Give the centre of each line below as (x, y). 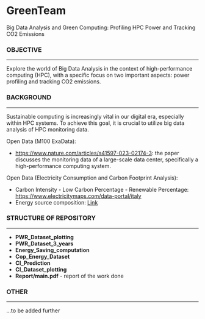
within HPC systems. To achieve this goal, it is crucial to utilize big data (95, 123)
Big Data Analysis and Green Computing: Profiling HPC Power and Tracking (101, 27)
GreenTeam (36, 11)
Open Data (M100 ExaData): (41, 141)
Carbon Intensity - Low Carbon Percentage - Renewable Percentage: (102, 189)
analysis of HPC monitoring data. (48, 129)
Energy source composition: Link (56, 202)
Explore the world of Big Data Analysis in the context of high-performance (99, 69)
